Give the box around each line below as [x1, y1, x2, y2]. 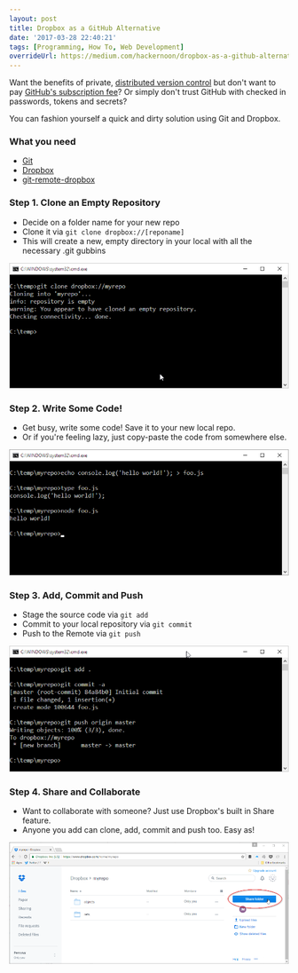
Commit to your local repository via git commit [21, 619, 192, 629]
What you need [9, 136, 77, 148]
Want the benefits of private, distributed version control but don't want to [9, 77, 277, 88]
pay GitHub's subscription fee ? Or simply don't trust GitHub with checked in [9, 87, 286, 98]
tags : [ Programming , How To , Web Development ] [9, 43, 184, 51]
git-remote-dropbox [21, 174, 96, 186]
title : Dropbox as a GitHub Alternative [9, 23, 161, 33]
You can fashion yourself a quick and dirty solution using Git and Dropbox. [9, 114, 281, 124]
